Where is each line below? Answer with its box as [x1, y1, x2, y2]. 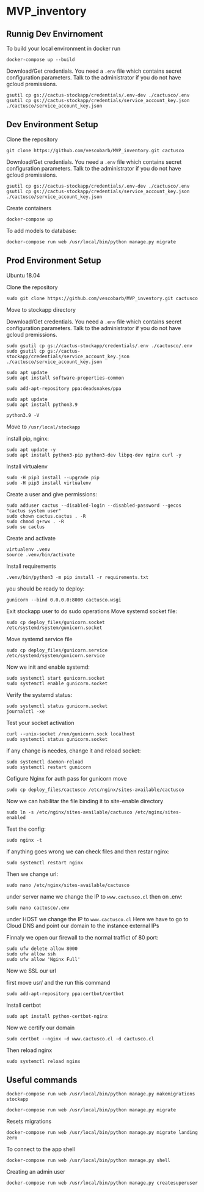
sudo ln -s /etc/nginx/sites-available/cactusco [6, 809, 133, 815]
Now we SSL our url [6, 967, 57, 974]
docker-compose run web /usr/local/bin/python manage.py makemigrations [6, 1091, 195, 1097]
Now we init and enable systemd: [6, 663, 90, 671]
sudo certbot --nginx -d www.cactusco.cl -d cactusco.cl [6, 1036, 155, 1042]
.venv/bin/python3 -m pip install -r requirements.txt [6, 574, 149, 580]
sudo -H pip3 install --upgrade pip [6, 474, 100, 480]
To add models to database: [6, 227, 77, 234]
